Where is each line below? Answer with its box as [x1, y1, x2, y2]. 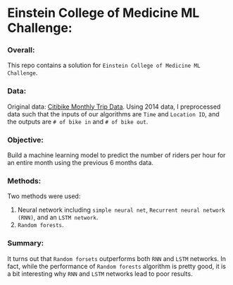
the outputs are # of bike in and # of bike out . [7, 117, 149, 126]
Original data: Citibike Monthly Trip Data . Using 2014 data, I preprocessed [7, 102, 221, 111]
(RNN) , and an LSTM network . [17, 213, 99, 222]
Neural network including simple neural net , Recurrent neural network [17, 206, 225, 214]
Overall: [7, 45, 35, 55]
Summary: [7, 238, 44, 248]
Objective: [7, 135, 44, 145]
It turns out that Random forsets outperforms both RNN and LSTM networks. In [7, 254, 227, 262]
